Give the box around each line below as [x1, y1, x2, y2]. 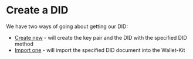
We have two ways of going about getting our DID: [6, 23, 128, 30]
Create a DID [6, 4, 69, 17]
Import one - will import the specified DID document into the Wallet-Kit [14, 46, 185, 53]
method [14, 40, 34, 47]
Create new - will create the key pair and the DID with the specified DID [14, 34, 188, 41]
